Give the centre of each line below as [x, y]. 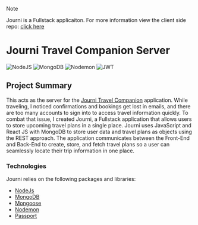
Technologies [26, 166]
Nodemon [27, 210]
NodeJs [24, 190]
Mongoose [28, 203]
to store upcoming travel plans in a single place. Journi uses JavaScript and [99, 125]
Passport [26, 216]
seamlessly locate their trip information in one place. [70, 151]
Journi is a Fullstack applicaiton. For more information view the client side [96, 20]
